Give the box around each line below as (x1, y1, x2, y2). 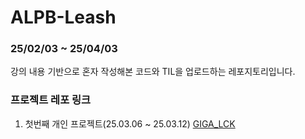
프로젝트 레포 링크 (10, 93, 92, 107)
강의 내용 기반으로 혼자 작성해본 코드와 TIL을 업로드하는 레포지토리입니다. (10, 66, 296, 78)
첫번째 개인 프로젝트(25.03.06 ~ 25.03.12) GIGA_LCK (24, 117, 236, 130)
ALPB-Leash (10, 6, 117, 29)
